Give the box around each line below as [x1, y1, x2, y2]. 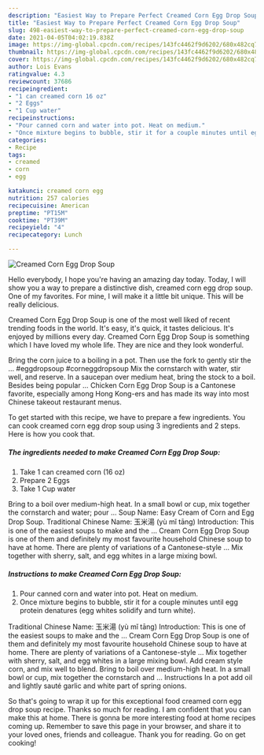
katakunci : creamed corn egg [8, 187, 104, 195]
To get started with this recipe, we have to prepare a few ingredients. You [8, 413, 246, 422]
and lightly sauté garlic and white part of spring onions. [8, 681, 187, 690]
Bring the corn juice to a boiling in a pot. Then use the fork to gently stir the [8, 355, 251, 365]
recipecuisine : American [8, 202, 90, 210]
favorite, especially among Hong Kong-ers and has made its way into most [8, 389, 250, 398]
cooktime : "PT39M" [8, 216, 68, 225]
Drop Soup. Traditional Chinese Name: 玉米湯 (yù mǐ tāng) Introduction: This [8, 517, 255, 526]
